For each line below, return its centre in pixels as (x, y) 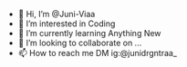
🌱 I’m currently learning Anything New (89, 33)
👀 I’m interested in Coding (67, 24)
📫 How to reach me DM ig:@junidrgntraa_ (98, 53)
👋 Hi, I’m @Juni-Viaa (57, 14)
